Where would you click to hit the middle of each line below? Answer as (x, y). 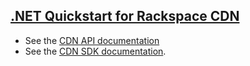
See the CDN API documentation (92, 40)
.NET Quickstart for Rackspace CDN (125, 16)
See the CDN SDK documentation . (95, 51)
